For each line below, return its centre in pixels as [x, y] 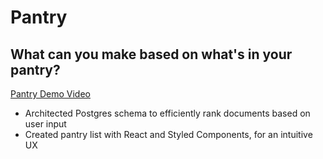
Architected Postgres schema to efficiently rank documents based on [167, 113]
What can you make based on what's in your [151, 54]
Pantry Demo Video [50, 94]
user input [45, 124]
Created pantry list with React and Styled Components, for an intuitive [168, 134]
